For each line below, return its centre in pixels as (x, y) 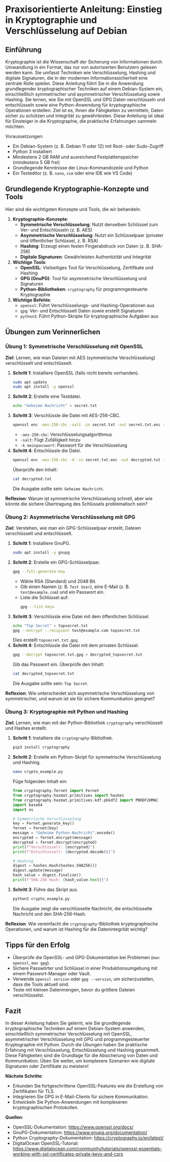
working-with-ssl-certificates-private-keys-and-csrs (68, 1154)
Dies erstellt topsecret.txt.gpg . (46, 640)
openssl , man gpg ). (31, 963)
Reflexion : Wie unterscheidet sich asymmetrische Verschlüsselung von (80, 693)
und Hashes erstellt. (26, 728)
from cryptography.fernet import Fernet (56, 791)
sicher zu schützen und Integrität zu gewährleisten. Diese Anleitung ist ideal (85, 116)
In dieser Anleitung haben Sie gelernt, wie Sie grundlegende (68, 1023)
